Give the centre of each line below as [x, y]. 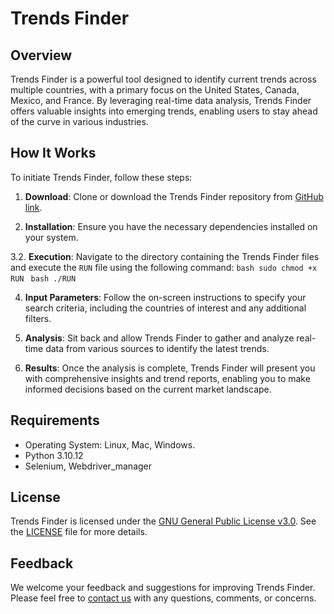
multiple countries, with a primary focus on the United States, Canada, [155, 90]
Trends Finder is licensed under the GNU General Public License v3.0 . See [163, 521]
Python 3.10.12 [54, 455]
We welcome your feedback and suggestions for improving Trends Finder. [163, 588]
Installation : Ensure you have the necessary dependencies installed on [171, 226]
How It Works [53, 153]
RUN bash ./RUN [43, 278]
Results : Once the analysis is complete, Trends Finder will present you [170, 368]
